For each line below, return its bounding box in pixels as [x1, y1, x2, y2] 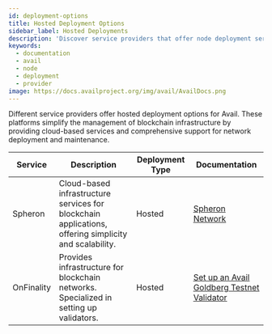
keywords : [8, 42, 42, 50]
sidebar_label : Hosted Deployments [8, 27, 129, 35]
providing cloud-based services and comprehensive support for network [8, 126, 252, 136]
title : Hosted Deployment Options [8, 19, 125, 27]
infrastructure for [58, 262, 124, 273]
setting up [58, 302, 97, 314]
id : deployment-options [8, 11, 89, 20]
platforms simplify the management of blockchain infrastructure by [8, 118, 232, 128]
